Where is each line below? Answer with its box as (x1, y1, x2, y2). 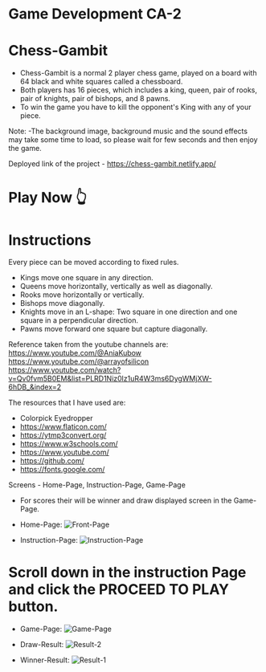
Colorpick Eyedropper (19, 413, 94, 423)
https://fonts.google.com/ (19, 465, 105, 474)
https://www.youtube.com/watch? (8, 365, 121, 375)
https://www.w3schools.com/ (19, 439, 118, 449)
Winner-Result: (19, 655, 70, 665)
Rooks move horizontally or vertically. (19, 290, 145, 299)
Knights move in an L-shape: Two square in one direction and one (19, 307, 238, 317)
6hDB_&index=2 (8, 382, 62, 392)
